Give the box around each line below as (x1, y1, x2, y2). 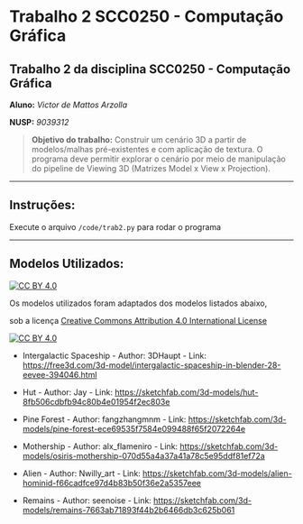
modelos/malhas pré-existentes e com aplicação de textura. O (31, 144, 263, 154)
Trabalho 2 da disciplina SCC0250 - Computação (9, 61, 291, 77)
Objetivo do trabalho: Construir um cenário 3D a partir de (31, 134, 247, 145)
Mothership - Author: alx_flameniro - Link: (22, 440, 179, 452)
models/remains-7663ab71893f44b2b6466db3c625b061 (22, 504, 235, 515)
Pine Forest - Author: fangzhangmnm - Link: (22, 413, 187, 425)
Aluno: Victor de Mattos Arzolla (9, 99, 128, 110)
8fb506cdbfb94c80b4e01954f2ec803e (22, 396, 170, 407)
